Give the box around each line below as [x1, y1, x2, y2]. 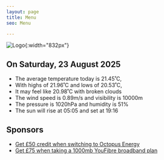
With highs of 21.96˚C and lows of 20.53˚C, [15, 82, 122, 89]
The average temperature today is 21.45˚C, [15, 75, 122, 82]
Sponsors [6, 125, 44, 135]
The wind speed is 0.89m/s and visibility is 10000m [15, 94, 143, 102]
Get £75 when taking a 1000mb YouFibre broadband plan [15, 147, 158, 154]
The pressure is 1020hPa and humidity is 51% [15, 100, 129, 108]
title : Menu [6, 14, 36, 20]
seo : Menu [6, 20, 31, 26]
